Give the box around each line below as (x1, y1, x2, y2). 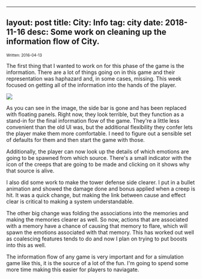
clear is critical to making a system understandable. (6, 198, 134, 205)
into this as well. (6, 241, 46, 248)
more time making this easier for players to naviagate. (6, 266, 139, 273)
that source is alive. (6, 167, 55, 174)
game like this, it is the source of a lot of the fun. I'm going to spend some (6, 259, 189, 266)
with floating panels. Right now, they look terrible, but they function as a (6, 111, 185, 118)
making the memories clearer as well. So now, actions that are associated (6, 216, 188, 223)
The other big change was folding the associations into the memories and (6, 209, 189, 216)
